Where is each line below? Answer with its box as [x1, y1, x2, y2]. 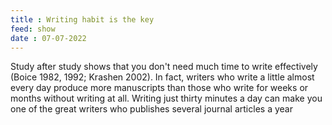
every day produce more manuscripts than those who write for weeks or [10, 82, 309, 94]
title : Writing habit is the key [10, 14, 155, 25]
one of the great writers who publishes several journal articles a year [10, 103, 293, 115]
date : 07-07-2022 [10, 33, 87, 43]
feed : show [10, 24, 56, 34]
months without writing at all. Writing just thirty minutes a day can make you [10, 92, 323, 105]
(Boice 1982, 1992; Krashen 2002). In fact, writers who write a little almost [10, 71, 315, 83]
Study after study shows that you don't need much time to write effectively [10, 61, 318, 73]
